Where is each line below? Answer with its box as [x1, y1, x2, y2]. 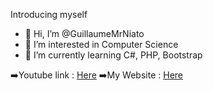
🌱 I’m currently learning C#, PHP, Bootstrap [24, 49, 203, 61]
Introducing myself [10, 9, 88, 20]
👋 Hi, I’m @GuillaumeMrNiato [24, 28, 145, 39]
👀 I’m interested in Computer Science [24, 39, 179, 50]
